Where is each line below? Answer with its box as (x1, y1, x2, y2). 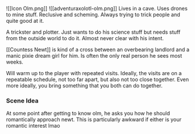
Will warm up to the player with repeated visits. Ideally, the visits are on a (6, 70, 182, 76)
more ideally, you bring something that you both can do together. (6, 82, 163, 89)
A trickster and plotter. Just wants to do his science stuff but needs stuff (6, 29, 180, 36)
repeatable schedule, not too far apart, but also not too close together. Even (6, 76, 189, 83)
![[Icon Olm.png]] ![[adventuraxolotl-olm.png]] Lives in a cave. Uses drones (6, 5, 188, 12)
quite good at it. (6, 17, 45, 24)
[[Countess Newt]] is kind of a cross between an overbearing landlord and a (6, 46, 190, 53)
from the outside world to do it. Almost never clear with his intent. (6, 35, 164, 41)
